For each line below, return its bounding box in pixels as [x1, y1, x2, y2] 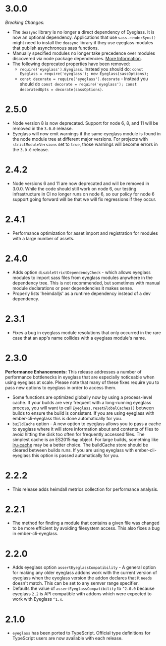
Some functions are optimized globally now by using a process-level [12, 394, 152, 400]
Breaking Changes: [5, 19, 45, 25]
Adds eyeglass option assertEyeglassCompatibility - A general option [12, 564, 156, 570]
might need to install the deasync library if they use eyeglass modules [12, 39, 154, 45]
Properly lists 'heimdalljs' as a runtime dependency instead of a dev [12, 290, 151, 296]
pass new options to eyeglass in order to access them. [5, 384, 116, 390]
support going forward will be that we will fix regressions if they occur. [12, 196, 157, 202]
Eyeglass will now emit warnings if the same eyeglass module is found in [12, 130, 161, 137]
